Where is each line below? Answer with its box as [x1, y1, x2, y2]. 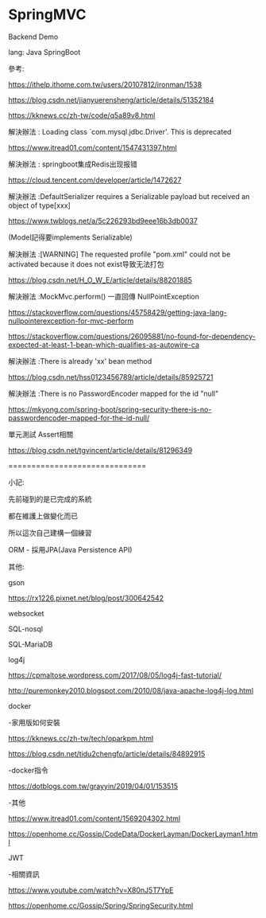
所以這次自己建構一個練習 [8, 528, 92, 537]
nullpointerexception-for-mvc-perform [8, 316, 134, 326]
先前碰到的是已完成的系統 [8, 494, 92, 503]
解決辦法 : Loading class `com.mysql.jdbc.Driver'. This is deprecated [8, 127, 232, 136]
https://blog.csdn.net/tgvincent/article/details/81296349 [8, 445, 193, 455]
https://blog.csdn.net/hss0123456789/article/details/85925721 [8, 372, 214, 381]
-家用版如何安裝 [8, 717, 61, 727]
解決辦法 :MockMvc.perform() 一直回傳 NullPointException [8, 291, 200, 301]
